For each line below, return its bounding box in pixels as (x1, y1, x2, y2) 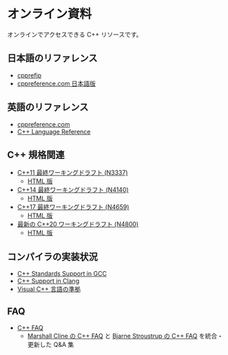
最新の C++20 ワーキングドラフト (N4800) (17, 220, 139, 228)
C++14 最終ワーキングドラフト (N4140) (17, 186, 129, 194)
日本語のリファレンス (7, 52, 98, 64)
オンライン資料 (7, 6, 92, 22)
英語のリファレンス (7, 101, 89, 114)
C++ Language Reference (17, 127, 91, 136)
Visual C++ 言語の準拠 (17, 285, 81, 293)
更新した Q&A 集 (27, 341, 74, 348)
